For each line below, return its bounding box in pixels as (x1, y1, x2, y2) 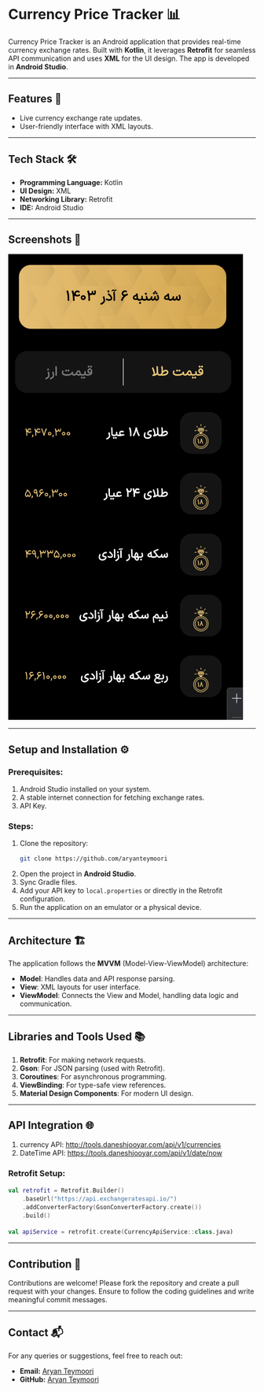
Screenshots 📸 (8, 232, 82, 246)
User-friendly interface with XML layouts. (19, 121, 153, 131)
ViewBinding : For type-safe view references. (19, 1080, 167, 1089)
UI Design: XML (19, 186, 71, 195)
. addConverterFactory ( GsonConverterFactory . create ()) (22, 1203, 202, 1211)
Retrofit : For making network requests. (19, 1055, 146, 1064)
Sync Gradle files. (19, 878, 78, 887)
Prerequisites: (8, 767, 64, 778)
